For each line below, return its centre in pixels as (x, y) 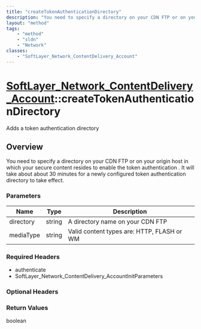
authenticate (30, 270)
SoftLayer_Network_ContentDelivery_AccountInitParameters (89, 276)
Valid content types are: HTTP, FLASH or (125, 231)
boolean (16, 321)
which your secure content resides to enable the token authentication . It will (100, 168)
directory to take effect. (35, 180)
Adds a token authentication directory (53, 128)
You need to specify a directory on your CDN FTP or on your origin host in (97, 161)
